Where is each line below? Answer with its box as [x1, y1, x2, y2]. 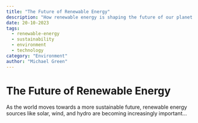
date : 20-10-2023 [6, 20, 49, 26]
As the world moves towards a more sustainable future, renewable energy [6, 103, 187, 111]
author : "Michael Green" [6, 58, 68, 64]
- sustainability [11, 36, 55, 42]
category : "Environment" [6, 53, 68, 59]
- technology [11, 48, 44, 53]
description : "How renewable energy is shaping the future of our [6, 14, 174, 20]
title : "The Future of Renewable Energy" [6, 8, 111, 15]
